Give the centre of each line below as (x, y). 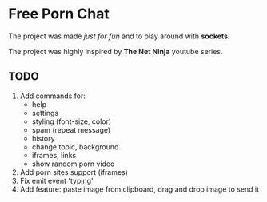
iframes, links (54, 155)
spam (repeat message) (71, 129)
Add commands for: (52, 96)
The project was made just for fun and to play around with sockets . (119, 36)
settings (45, 113)
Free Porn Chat (59, 14)
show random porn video (73, 164)
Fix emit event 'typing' (56, 180)
